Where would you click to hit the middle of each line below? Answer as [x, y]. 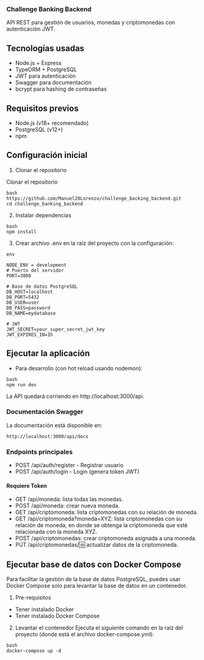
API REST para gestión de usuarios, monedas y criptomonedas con [91, 23]
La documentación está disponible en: [54, 425]
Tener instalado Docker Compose [57, 616]
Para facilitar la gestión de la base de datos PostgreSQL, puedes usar [94, 579]
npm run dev [21, 384]
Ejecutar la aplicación [48, 354]
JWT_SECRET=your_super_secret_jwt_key [56, 329]
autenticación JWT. [31, 29]
